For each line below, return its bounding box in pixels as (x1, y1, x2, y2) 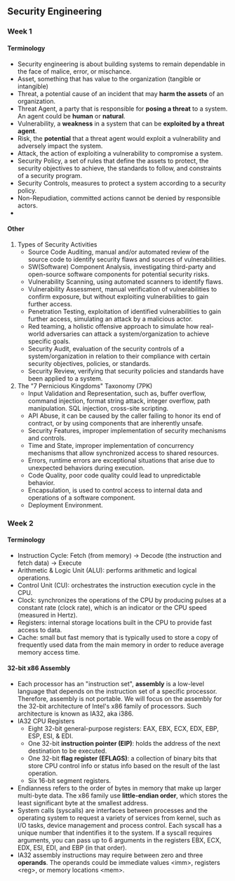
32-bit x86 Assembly (7, 664, 71, 672)
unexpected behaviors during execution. (27, 463, 145, 472)
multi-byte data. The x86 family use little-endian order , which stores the (17, 791, 228, 800)
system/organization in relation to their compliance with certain (27, 352, 210, 360)
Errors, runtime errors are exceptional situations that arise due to (27, 456, 215, 465)
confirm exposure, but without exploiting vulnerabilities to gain (27, 292, 209, 301)
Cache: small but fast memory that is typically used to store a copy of (17, 633, 219, 641)
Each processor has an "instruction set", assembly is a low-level (17, 680, 205, 688)
